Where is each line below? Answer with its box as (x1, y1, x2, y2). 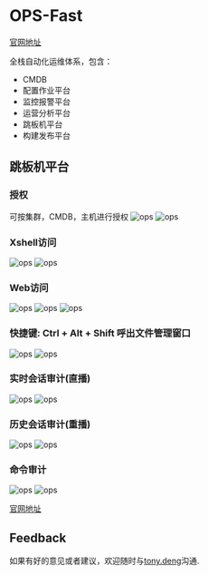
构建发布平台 (22, 130, 71, 141)
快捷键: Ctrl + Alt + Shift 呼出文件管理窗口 (9, 327, 192, 340)
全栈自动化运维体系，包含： (9, 55, 113, 66)
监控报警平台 (22, 96, 71, 107)
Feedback (9, 530, 67, 545)
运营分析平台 (22, 107, 71, 118)
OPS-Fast (9, 5, 83, 26)
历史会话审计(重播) (9, 418, 91, 431)
